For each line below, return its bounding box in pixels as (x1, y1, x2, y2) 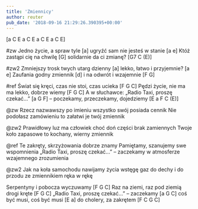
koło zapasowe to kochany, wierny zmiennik (6, 130, 113, 138)
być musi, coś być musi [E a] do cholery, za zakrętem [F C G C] (6, 196, 161, 204)
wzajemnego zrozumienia (6, 155, 69, 162)
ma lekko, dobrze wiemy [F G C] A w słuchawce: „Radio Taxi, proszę (6, 89, 173, 96)
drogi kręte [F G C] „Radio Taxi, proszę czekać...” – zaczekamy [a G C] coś (6, 190, 187, 197)
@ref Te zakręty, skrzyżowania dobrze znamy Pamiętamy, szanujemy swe (6, 142, 187, 149)
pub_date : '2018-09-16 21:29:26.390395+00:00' (6, 19, 123, 25)
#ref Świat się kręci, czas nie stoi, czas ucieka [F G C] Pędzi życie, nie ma (6, 83, 186, 90)
